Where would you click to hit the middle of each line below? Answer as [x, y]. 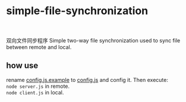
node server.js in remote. [38, 86]
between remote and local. [39, 47]
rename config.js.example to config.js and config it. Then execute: [87, 80]
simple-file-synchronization [77, 11]
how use [22, 66]
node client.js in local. [35, 92]
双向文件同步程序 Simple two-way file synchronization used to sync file [93, 40]
